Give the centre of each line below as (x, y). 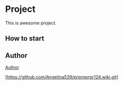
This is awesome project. (31, 23)
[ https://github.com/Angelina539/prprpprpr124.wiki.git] (62, 77)
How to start (25, 39)
